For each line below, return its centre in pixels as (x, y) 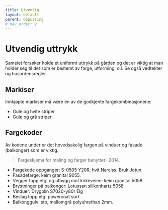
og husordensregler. (26, 74)
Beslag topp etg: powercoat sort (46, 196)
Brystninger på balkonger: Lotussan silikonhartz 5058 (68, 186)
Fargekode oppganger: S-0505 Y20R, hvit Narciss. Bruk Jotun (77, 170)
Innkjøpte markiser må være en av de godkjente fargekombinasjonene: (78, 102)
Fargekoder (24, 133)
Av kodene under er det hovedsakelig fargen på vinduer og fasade (74, 145)
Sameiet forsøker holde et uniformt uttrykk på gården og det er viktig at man (84, 63)
